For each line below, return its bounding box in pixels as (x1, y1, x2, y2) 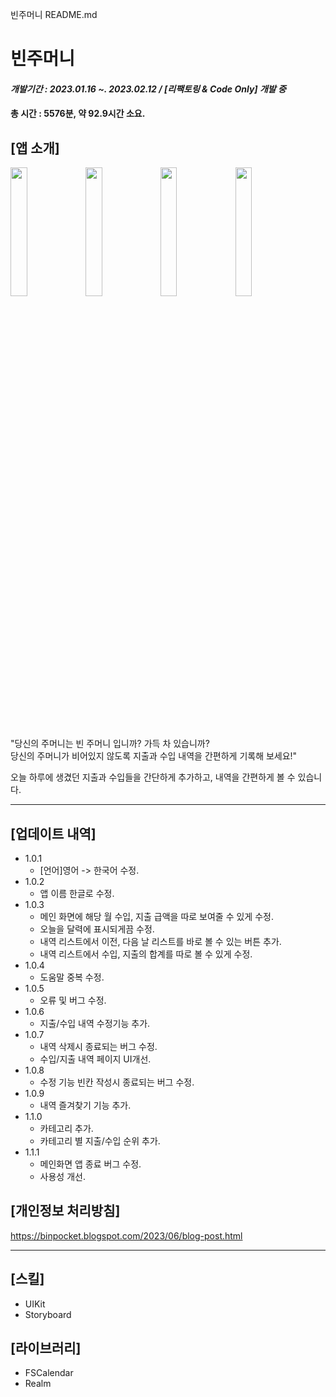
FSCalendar (24, 1367, 74, 1379)
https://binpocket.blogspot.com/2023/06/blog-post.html (10, 1229, 243, 1242)
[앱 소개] (10, 139, 60, 157)
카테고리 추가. (39, 1123, 94, 1134)
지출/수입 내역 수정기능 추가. (39, 1018, 151, 1029)
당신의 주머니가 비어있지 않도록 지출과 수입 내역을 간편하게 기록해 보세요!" (10, 750, 298, 762)
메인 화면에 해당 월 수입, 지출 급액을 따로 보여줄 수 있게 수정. (39, 911, 274, 922)
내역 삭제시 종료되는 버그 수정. (39, 1041, 158, 1052)
